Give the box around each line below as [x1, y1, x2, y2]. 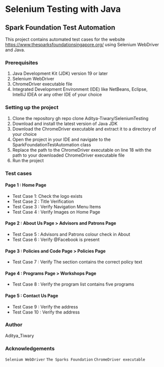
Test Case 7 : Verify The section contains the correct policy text [12, 259, 143, 265]
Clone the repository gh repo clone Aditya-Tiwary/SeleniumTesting [12, 115, 149, 121]
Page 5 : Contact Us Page [5, 293, 58, 299]
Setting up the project [5, 104, 58, 111]
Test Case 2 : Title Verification [12, 198, 74, 204]
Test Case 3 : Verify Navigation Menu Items [12, 203, 101, 209]
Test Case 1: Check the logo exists [12, 193, 83, 199]
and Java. [5, 47, 25, 53]
